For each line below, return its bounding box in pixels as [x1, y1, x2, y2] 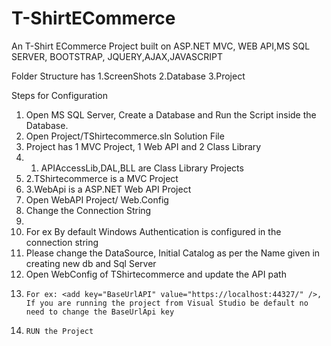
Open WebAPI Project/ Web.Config [25, 193, 169, 206]
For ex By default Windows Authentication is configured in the [25, 225, 282, 237]
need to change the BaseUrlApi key [25, 307, 175, 317]
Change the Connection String [25, 204, 152, 216]
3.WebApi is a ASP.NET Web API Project [25, 183, 192, 195]
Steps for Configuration [11, 89, 108, 101]
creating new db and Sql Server [25, 257, 157, 269]
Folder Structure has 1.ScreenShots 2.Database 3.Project [11, 70, 246, 82]
